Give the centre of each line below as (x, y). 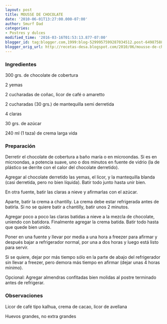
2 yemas (14, 85)
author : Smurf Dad (24, 24)
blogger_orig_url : (24, 47)
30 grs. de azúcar (23, 123)
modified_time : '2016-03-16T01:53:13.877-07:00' (56, 38)
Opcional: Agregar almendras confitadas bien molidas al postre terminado (81, 278)
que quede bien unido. (28, 227)
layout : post (19, 10)
